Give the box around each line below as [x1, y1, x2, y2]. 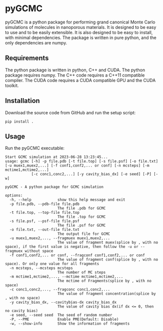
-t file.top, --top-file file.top [9, 210, 80, 215]
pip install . [5, 119, 34, 124]
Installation [5, 97, 40, 105]
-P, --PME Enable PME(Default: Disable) [9, 317, 119, 322]
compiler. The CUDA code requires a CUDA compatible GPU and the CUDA [5, 77, 156, 83]
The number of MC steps [57, 270, 106, 275]
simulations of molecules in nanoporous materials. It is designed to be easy [5, 24, 157, 30]
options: [5, 193, 23, 198]
